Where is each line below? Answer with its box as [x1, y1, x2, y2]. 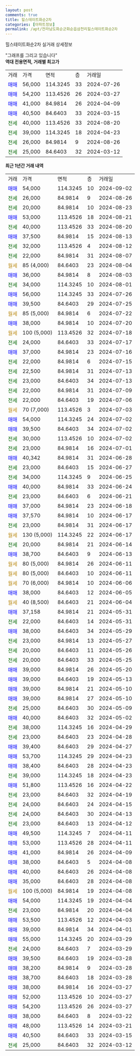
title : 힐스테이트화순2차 [5, 17, 52, 22]
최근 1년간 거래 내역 [5, 163, 44, 169]
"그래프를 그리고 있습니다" [5, 52, 58, 59]
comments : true [5, 12, 38, 17]
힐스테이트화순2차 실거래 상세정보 [5, 42, 73, 48]
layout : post [5, 7, 33, 13]
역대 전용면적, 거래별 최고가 [5, 59, 60, 65]
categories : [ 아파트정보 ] [5, 22, 55, 27]
